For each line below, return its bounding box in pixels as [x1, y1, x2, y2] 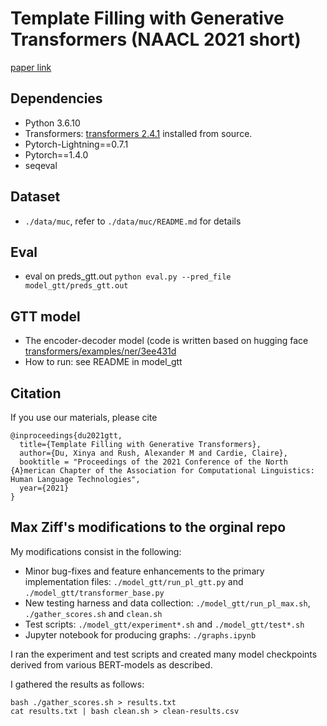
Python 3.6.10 [24, 117, 81, 129]
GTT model [10, 308, 81, 325]
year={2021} [19, 483, 70, 493]
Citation [10, 385, 62, 402]
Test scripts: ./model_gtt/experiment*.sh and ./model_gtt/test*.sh [24, 618, 305, 630]
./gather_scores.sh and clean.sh [24, 607, 163, 619]
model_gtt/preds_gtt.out [24, 281, 129, 291]
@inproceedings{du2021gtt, [10, 431, 123, 441]
